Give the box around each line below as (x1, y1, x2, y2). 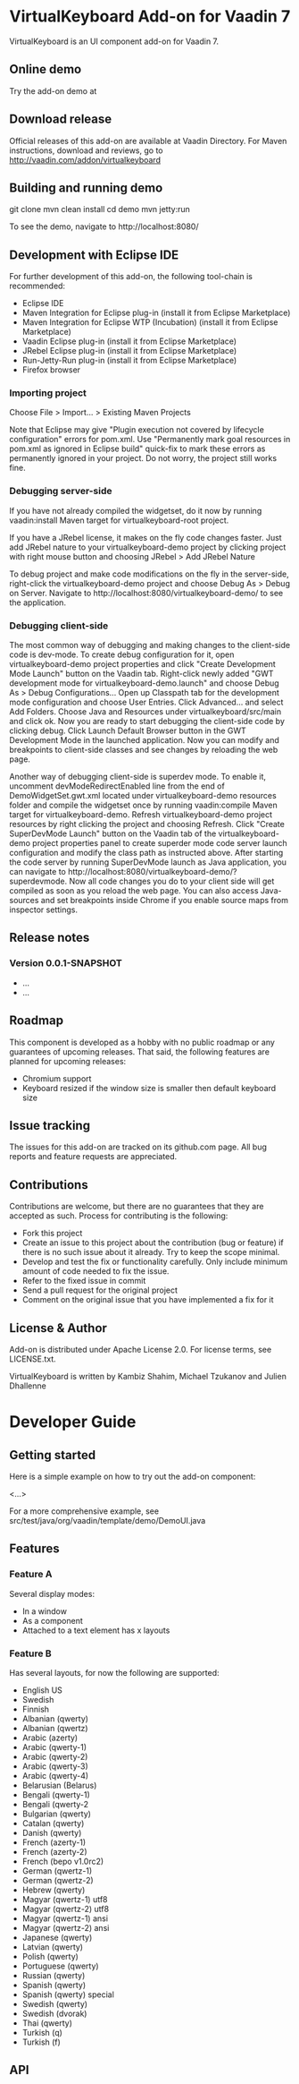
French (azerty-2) (21, 1847, 87, 1857)
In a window (21, 1605, 67, 1617)
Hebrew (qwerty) (21, 1884, 86, 1895)
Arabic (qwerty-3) (21, 1761, 89, 1772)
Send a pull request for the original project (21, 1285, 179, 1295)
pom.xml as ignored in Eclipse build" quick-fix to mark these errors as (9, 443, 266, 454)
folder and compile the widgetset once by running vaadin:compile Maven (9, 799, 278, 811)
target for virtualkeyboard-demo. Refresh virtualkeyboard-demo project (9, 809, 273, 820)
